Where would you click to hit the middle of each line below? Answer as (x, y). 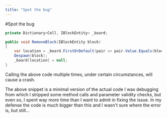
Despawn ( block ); (31, 56)
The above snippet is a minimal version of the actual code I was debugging (82, 89)
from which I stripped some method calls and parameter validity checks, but (83, 94)
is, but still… (17, 110)
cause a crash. (20, 79)
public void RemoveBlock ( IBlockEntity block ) (53, 42)
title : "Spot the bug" (29, 10)
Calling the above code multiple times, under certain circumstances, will (79, 74)
